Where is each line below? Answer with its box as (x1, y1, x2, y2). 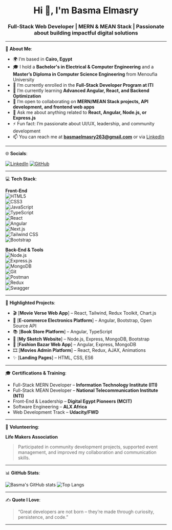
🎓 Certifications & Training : (5, 370, 67, 376)
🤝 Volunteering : (5, 424, 39, 430)
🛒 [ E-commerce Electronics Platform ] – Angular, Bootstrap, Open (12, 317, 152, 324)
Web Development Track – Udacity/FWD (12, 409, 99, 415)
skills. (17, 455, 30, 461)
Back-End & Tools (5, 247, 44, 253)
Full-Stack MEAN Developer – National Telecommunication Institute (12, 387, 159, 393)
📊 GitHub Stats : (5, 470, 40, 476)
